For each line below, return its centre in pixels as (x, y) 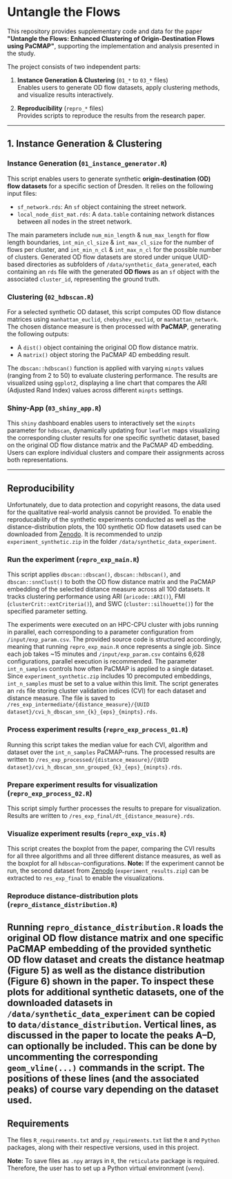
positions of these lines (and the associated (103, 1078)
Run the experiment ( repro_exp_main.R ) (73, 559)
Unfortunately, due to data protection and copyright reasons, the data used (114, 505)
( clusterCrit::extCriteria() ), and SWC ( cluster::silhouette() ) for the (110, 604)
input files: (22, 193)
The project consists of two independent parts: (74, 66)
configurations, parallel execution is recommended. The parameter (102, 661)
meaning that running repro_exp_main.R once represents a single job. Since (114, 647)
